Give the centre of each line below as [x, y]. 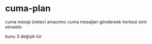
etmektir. [14, 27]
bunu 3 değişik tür [24, 36]
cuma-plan [28, 8]
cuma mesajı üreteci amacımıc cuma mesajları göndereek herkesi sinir [76, 22]
